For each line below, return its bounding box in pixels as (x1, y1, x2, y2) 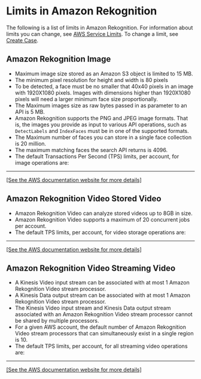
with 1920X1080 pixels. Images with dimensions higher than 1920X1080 (14, 89, 191, 96)
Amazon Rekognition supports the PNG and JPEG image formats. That (14, 114, 188, 122)
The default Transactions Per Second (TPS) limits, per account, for (14, 153, 179, 160)
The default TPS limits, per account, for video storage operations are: (14, 229, 186, 236)
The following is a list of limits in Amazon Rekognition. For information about (6, 24, 193, 31)
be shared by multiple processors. (14, 317, 100, 325)
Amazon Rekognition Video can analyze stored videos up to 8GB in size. (14, 210, 193, 217)
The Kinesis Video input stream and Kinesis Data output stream (14, 304, 171, 312)
